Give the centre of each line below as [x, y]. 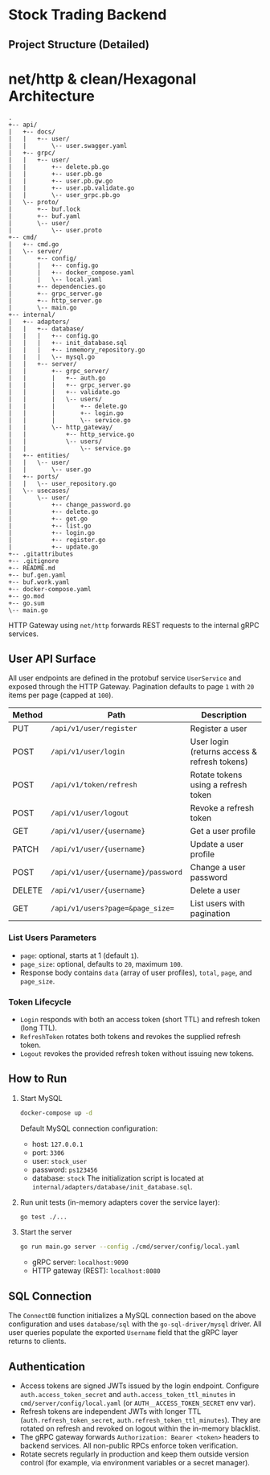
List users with [217, 904]
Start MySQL [41, 1098]
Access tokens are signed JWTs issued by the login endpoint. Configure [139, 1386]
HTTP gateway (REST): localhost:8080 [96, 1271]
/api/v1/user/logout [90, 813]
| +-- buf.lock [45, 209]
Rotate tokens [216, 775]
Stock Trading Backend [88, 15]
